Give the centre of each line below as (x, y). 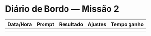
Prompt (45, 24)
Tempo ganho (127, 24)
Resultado (71, 24)
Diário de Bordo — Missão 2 (62, 9)
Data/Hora (20, 24)
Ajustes (97, 24)
